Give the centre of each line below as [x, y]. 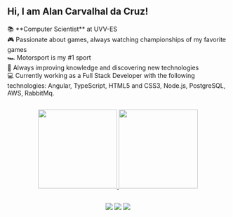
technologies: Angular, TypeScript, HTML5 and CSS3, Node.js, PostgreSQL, [116, 85]
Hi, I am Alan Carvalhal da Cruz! [78, 12]
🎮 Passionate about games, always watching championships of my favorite [117, 39]
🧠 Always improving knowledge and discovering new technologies [103, 67]
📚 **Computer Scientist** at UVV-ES [62, 29]
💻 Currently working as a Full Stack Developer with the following [101, 75]
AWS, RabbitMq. [31, 93]
